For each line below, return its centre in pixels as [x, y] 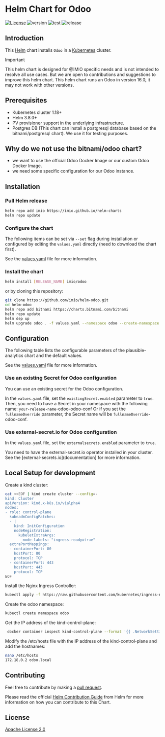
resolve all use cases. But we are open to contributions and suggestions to [81, 74]
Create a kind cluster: [27, 485]
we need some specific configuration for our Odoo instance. [73, 171]
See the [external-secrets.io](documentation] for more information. [73, 457]
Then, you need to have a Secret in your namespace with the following [77, 403]
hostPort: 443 [28, 567]
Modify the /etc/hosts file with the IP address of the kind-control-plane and [81, 641]
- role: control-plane [28, 512]
